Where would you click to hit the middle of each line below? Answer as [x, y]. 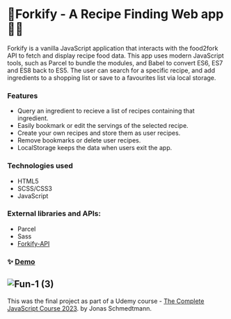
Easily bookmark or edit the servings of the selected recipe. [103, 126]
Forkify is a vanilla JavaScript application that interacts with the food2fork [113, 48]
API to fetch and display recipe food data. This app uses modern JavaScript [115, 56]
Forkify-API [33, 243]
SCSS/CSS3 [34, 188]
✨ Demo [21, 261]
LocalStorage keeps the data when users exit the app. [95, 148]
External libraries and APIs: [54, 213]
